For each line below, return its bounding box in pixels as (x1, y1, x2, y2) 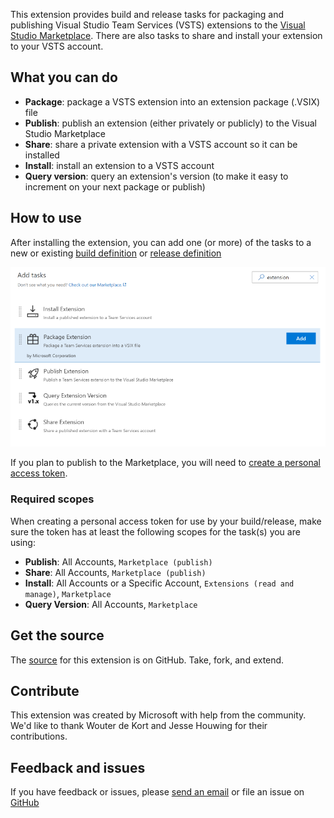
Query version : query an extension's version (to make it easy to (24, 170, 289, 182)
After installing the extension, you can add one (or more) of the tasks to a (10, 236, 312, 248)
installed (24, 149, 60, 161)
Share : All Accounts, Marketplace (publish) (24, 566, 207, 578)
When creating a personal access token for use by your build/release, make (10, 515, 322, 527)
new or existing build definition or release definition (10, 247, 222, 259)
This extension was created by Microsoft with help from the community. (10, 709, 307, 721)
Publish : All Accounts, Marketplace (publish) (24, 555, 213, 568)
